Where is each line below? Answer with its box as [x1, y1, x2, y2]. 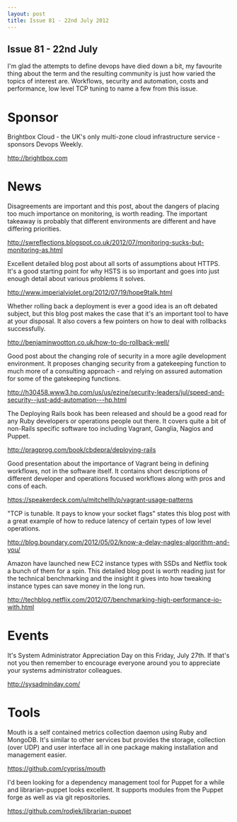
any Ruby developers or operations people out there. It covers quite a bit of [7, 417, 226, 425]
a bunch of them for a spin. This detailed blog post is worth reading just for [7, 567, 226, 575]
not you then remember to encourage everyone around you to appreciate [7, 659, 221, 667]
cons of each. [7, 482, 47, 490]
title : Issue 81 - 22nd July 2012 [7, 17, 110, 24]
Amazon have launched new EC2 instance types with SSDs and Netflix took [7, 560, 228, 568]
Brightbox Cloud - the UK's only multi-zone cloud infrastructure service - [7, 132, 221, 141]
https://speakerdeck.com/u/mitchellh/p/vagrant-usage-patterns [7, 496, 193, 504]
